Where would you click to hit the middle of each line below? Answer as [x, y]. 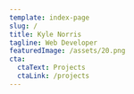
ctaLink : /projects [54, 76]
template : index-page [50, 17]
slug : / [24, 26]
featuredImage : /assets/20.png [67, 51]
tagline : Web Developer [54, 43]
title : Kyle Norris [46, 34]
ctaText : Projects [52, 68]
